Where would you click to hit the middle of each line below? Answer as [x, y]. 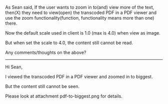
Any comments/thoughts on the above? [46, 53]
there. [11, 23]
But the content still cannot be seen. [42, 86]
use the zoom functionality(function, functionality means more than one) [80, 18]
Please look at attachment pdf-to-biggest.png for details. [64, 96]
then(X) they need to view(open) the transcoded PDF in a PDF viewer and [81, 13]
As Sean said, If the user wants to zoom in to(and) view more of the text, [79, 7]
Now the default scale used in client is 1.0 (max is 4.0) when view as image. [83, 33]
